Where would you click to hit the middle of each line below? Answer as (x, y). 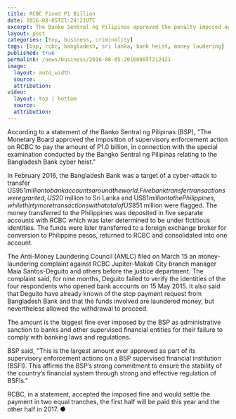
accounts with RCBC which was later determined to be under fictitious (109, 220)
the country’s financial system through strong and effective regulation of (112, 373)
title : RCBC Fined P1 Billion (52, 14)
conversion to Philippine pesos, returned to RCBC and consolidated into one (117, 235)
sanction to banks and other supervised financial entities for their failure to (115, 329)
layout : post (26, 33)
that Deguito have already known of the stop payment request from (105, 293)
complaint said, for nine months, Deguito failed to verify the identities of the (117, 278)
